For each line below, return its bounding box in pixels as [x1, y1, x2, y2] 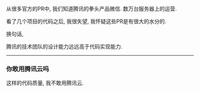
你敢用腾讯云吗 [6, 65, 49, 73]
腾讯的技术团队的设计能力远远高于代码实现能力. [6, 43, 123, 50]
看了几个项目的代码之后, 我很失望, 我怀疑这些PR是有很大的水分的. [6, 18, 167, 25]
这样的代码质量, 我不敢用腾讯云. [6, 80, 85, 87]
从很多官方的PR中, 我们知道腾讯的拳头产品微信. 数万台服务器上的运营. [6, 5, 177, 12]
